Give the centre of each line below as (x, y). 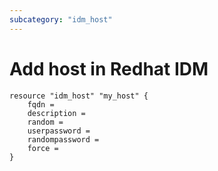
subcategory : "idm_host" (61, 19)
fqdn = (41, 104)
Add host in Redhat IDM (109, 68)
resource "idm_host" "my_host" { (79, 96)
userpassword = (59, 131)
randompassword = (63, 139)
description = (56, 113)
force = (43, 148)
